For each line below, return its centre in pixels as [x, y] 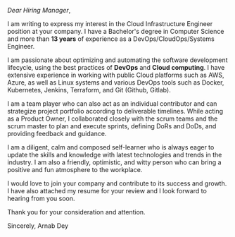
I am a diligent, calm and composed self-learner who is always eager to [111, 147]
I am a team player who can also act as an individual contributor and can [112, 104]
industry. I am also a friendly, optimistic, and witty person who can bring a [114, 162]
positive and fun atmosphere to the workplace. [75, 170]
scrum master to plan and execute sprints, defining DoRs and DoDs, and [112, 126]
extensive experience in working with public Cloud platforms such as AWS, [116, 75]
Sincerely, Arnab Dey [38, 226]
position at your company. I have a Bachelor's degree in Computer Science [116, 31]
